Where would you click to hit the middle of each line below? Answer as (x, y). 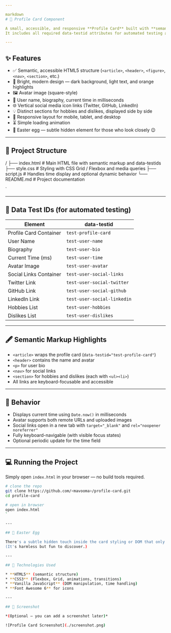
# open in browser (25, 505)
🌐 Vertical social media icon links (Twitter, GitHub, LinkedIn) (75, 105)
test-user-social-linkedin (99, 299)
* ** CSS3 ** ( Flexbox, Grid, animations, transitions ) (64, 579)
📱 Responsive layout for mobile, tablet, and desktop (67, 117)
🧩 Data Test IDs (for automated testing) (68, 210)
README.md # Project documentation (45, 179)
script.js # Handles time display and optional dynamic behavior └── (76, 174)
